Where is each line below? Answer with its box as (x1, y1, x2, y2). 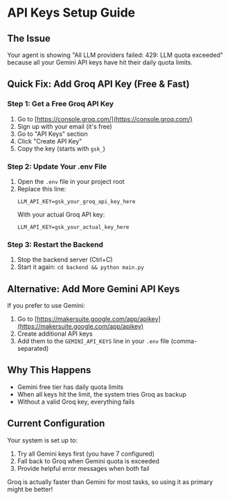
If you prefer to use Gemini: (7, 302, 85, 310)
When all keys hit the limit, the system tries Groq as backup (17, 390, 187, 398)
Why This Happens (7, 364, 91, 376)
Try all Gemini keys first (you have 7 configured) (17, 449, 154, 458)
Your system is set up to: (7, 436, 78, 445)
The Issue (7, 33, 51, 44)
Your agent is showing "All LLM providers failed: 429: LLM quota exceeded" (7, 51, 224, 59)
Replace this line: (17, 184, 67, 193)
